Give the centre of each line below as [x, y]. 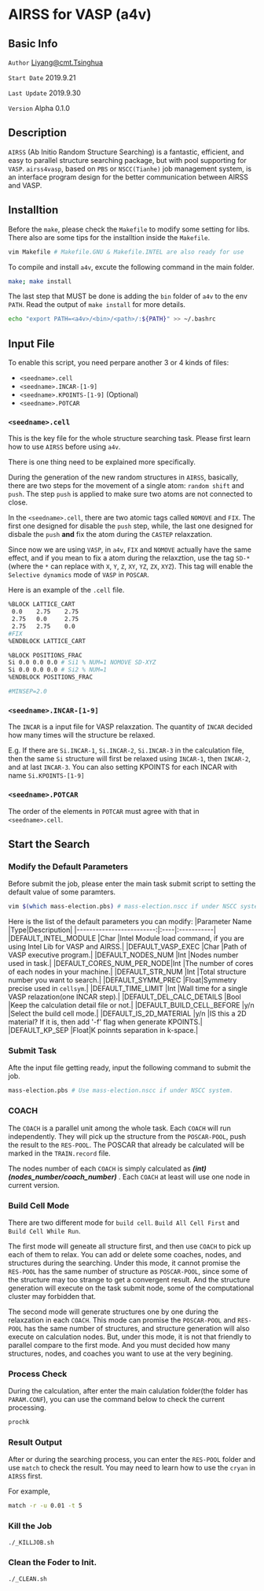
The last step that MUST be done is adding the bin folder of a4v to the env [128, 296]
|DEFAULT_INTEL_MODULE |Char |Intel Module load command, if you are [126, 938]
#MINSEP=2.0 [27, 692]
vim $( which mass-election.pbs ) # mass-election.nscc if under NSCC [123, 907]
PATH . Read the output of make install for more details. [97, 305]
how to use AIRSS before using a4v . [64, 447]
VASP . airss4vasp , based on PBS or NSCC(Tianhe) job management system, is [130, 168]
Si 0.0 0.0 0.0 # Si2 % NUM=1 [58, 670]
